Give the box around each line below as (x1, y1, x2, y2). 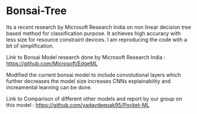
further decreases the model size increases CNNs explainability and (6, 78, 171, 85)
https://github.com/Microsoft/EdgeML (6, 60, 98, 67)
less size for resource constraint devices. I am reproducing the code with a (6, 36, 188, 43)
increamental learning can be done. (6, 83, 92, 90)
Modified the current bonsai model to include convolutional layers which (6, 71, 181, 78)
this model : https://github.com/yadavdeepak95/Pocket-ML (6, 101, 150, 108)
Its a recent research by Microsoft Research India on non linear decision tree (6, 24, 192, 31)
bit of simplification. (6, 42, 54, 49)
